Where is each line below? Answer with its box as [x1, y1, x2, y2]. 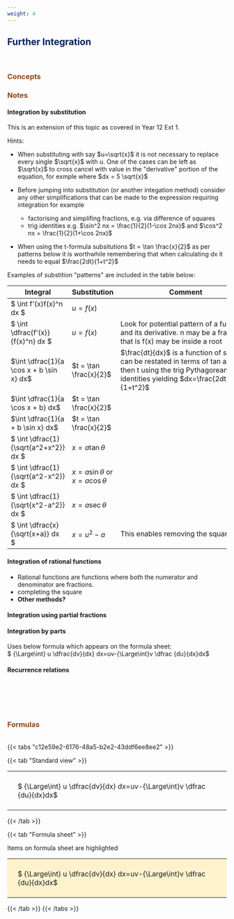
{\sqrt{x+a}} [10, 529, 50, 539]
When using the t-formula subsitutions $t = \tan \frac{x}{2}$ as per [17, 242, 210, 251]
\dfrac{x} [29, 520, 59, 530]
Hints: [7, 137, 24, 145]
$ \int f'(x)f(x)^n [10, 299, 63, 309]
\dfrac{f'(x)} [10, 328, 51, 338]
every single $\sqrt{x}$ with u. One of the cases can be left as [17, 157, 196, 166]
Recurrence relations [7, 666, 70, 674]
